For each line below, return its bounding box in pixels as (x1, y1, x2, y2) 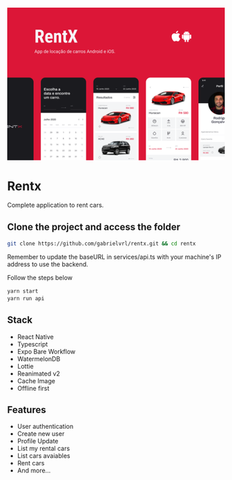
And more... (17, 466, 51, 474)
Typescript (17, 340, 48, 348)
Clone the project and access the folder (7, 221, 181, 232)
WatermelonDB (17, 354, 61, 363)
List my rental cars (17, 444, 70, 453)
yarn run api (7, 295, 45, 302)
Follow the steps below (7, 274, 72, 282)
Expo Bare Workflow (17, 347, 76, 356)
